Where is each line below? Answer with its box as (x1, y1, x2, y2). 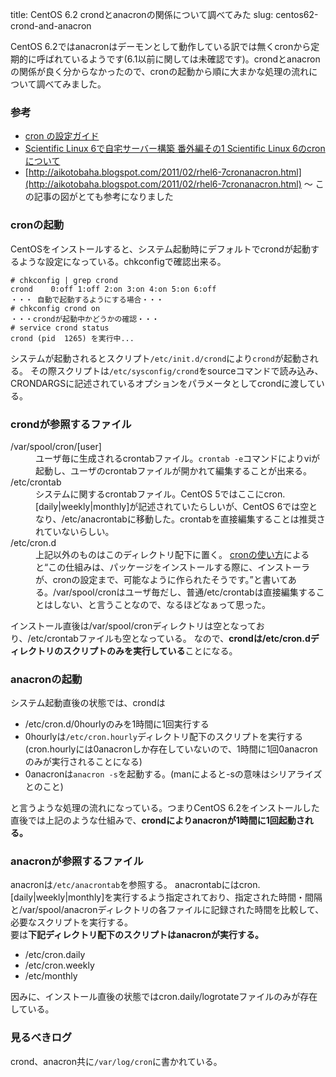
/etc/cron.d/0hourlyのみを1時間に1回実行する (24, 718, 210, 730)
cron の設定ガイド (24, 130, 100, 142)
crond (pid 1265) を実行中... (10, 333, 135, 343)
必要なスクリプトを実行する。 (10, 916, 133, 928)
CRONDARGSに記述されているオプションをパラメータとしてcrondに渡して (10, 377, 317, 389)
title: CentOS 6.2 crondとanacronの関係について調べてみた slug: (10, 9, 274, 20)
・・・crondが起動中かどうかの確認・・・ (10, 314, 160, 324)
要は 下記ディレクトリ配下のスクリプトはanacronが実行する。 (10, 929, 264, 941)
